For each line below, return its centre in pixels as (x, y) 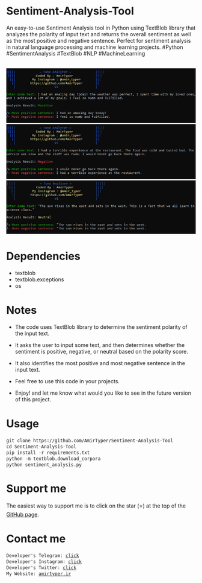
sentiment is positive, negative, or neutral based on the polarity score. (101, 351)
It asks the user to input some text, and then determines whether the (100, 345)
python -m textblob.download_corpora (54, 459)
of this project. (33, 399)
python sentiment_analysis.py (44, 465)
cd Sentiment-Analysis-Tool (41, 447)
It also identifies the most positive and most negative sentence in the (100, 363)
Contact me (36, 539)
